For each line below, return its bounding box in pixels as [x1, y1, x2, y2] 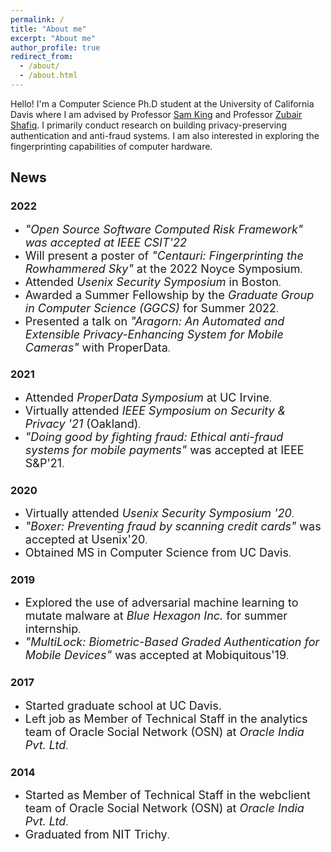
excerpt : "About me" [10, 33, 97, 43]
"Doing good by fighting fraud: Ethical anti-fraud [24, 429, 284, 444]
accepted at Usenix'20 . [24, 532, 148, 547]
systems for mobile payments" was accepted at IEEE [24, 442, 305, 457]
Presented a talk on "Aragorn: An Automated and [24, 314, 285, 328]
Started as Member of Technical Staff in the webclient [24, 788, 311, 803]
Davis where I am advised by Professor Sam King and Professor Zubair [10, 108, 303, 120]
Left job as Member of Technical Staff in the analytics [24, 711, 308, 726]
